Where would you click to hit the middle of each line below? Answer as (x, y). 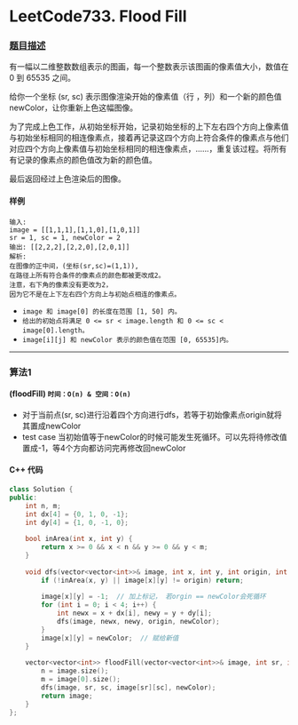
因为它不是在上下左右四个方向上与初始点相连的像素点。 (95, 294)
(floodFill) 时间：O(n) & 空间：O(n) (70, 394)
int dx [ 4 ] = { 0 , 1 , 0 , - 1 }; (77, 514)
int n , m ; (43, 506)
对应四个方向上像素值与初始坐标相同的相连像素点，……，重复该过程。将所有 (148, 149)
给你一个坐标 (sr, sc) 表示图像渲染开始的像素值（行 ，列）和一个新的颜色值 (145, 97)
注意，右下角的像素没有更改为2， (61, 285)
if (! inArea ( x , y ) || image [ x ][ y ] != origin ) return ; (142, 580)
